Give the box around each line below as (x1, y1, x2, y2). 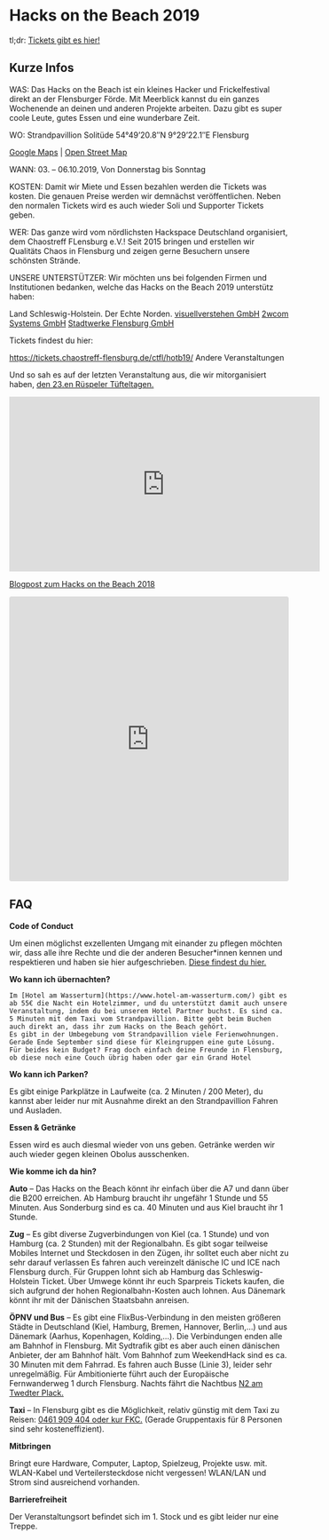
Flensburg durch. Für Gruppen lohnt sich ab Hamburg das (9, 1266, 220, 1277)
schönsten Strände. (9, 255, 82, 266)
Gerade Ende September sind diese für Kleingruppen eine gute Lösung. (9, 1037, 276, 1046)
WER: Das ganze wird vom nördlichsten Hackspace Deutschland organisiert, (9, 226, 288, 237)
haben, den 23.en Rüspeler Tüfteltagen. (9, 378, 154, 389)
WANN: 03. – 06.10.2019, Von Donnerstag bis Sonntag (9, 163, 206, 174)
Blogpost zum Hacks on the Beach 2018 (9, 578, 155, 589)
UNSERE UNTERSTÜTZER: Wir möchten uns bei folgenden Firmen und (9, 272, 268, 282)
